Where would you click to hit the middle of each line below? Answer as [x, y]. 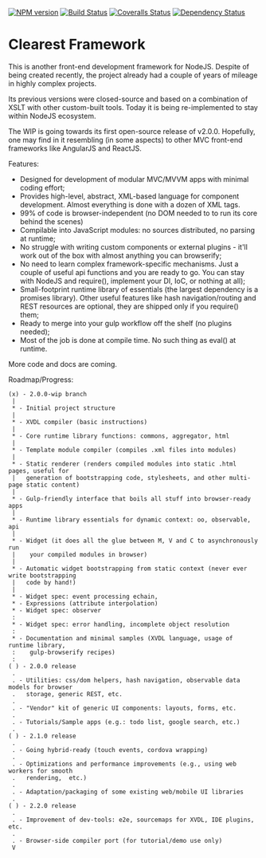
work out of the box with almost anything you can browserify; [121, 255]
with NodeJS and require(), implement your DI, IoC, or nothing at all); [132, 281]
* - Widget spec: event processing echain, [85, 596]
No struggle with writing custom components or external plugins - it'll [134, 246]
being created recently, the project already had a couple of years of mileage [133, 75]
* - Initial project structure [63, 408]
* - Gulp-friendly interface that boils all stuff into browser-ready [131, 498]
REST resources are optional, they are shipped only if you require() [129, 306]
